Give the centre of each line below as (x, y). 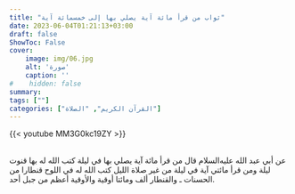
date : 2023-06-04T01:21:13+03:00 (71, 26)
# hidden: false (45, 84)
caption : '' (47, 76)
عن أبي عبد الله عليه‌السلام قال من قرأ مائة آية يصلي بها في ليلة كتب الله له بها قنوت (148, 160)
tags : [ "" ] (29, 100)
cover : (21, 51)
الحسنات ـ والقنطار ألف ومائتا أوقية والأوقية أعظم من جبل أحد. (112, 180)
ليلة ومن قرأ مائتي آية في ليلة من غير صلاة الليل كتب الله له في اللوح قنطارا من (140, 170)
